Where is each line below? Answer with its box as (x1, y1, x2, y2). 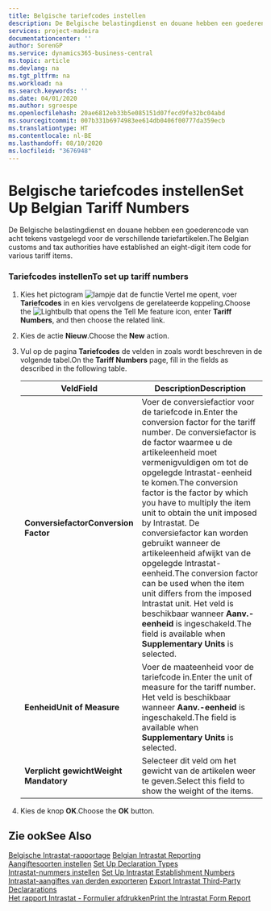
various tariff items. (8, 251, 73, 260)
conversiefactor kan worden (141, 527, 248, 539)
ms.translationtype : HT (8, 124, 89, 132)
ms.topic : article (8, 57, 70, 65)
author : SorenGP (8, 42, 63, 50)
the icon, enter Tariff (19, 306, 232, 316)
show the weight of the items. (141, 785, 254, 797)
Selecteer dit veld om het (141, 755, 236, 766)
